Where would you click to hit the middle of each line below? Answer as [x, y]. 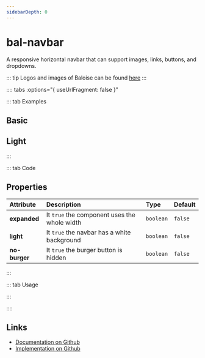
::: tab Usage [22, 285]
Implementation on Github [48, 349]
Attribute [23, 204]
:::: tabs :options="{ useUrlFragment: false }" [63, 89]
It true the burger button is [84, 250]
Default [185, 204]
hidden [56, 258]
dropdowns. [21, 65]
